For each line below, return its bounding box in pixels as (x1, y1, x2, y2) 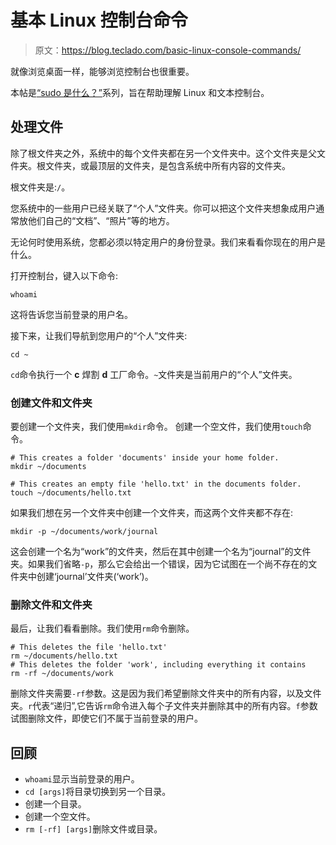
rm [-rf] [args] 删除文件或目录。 (24, 823, 163, 835)
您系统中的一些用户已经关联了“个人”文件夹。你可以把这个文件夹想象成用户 (10, 202, 317, 214)
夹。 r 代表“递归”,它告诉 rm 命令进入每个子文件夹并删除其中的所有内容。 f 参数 (10, 700, 318, 712)
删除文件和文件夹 (10, 597, 93, 611)
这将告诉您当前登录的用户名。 (10, 308, 133, 320)
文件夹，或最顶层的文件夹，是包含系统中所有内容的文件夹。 (44, 159, 291, 171)
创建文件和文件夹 (10, 396, 93, 410)
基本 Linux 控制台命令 (10, 9, 188, 32)
